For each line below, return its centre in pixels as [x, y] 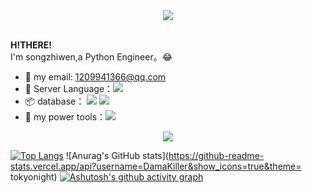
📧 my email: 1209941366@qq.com [95, 77]
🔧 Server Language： [69, 88]
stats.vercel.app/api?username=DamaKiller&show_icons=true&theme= [156, 166]
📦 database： [54, 101]
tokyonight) [34, 177]
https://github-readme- [216, 155]
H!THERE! [31, 45]
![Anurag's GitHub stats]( [117, 155]
